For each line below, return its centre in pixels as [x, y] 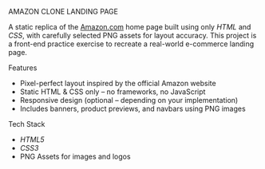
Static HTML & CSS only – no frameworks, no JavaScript [113, 92]
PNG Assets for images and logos [75, 156]
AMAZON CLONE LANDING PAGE [63, 12]
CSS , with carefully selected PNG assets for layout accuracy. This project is [132, 35]
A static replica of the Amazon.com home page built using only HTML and [130, 27]
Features [23, 68]
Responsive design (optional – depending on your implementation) [129, 100]
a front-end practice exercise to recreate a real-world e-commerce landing [131, 44]
